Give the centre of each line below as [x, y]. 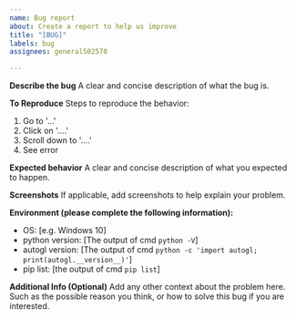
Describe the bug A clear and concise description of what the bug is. [139, 86]
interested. [30, 306]
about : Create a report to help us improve [93, 26]
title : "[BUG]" [38, 35]
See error [41, 150]
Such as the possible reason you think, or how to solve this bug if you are [147, 296]
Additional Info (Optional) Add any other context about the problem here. [148, 287]
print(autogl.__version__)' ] [77, 260]
